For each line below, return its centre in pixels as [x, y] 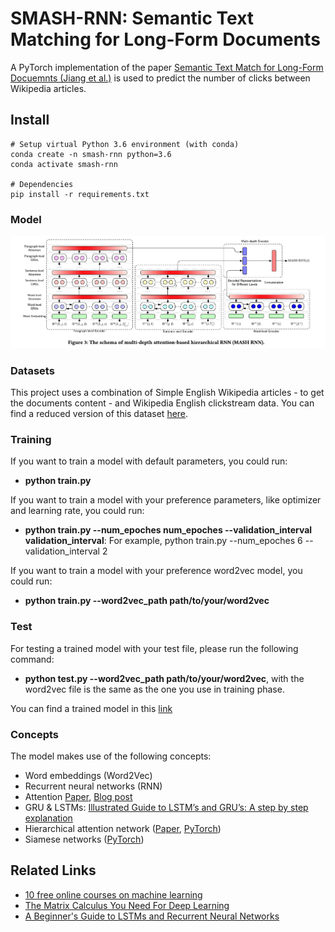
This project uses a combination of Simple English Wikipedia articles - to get [167, 393]
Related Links [53, 870]
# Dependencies [42, 184]
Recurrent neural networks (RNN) [93, 786]
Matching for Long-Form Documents [165, 39]
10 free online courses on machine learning [113, 894]
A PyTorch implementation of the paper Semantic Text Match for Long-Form [167, 67]
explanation [48, 818]
